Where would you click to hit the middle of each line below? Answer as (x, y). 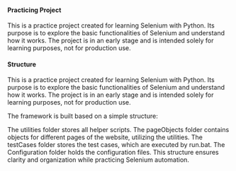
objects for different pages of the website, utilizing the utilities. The (105, 137)
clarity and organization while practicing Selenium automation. (99, 160)
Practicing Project (34, 10)
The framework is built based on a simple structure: (83, 116)
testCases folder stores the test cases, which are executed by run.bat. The (116, 145)
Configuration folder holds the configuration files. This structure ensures (113, 153)
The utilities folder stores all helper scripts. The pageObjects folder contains (118, 130)
